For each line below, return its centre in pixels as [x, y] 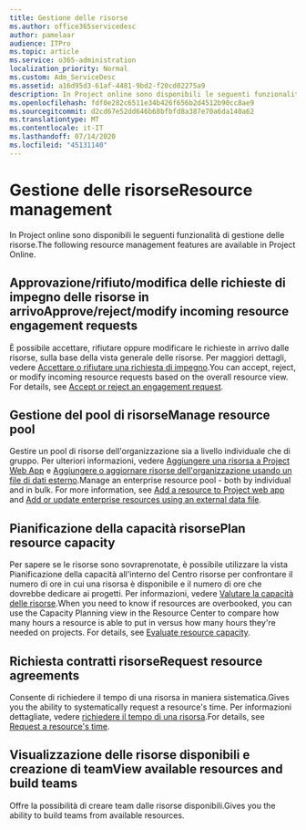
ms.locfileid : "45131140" [58, 145]
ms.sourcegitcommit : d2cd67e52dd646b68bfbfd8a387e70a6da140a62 [132, 111]
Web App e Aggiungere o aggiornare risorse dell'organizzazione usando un [151, 471]
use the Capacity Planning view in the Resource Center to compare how [144, 613]
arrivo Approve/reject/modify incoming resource [149, 311]
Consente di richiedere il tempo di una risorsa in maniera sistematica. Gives [149, 697]
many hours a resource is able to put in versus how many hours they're [143, 623]
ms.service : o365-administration [73, 60]
